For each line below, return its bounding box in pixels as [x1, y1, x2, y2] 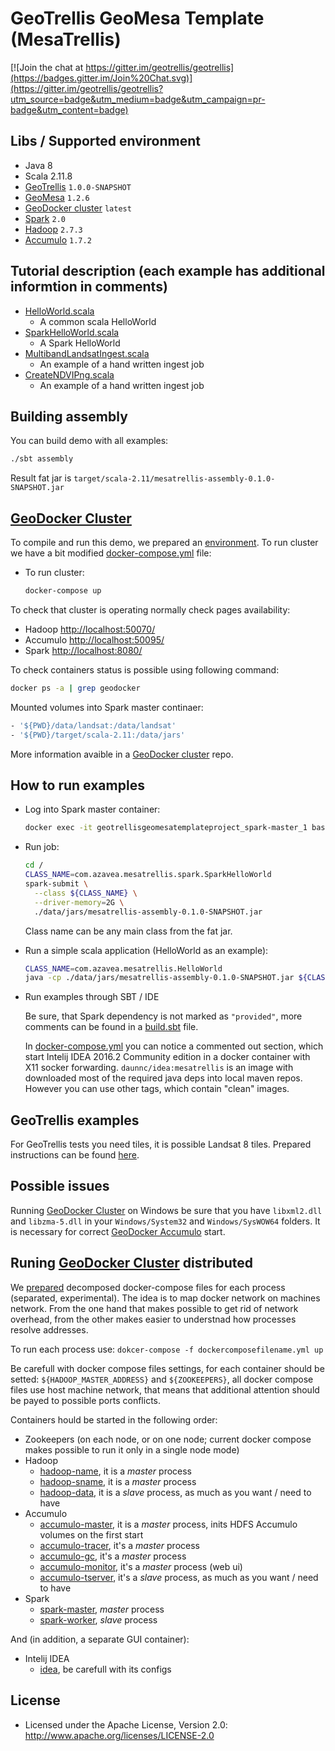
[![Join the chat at [10, 61, 84, 73]
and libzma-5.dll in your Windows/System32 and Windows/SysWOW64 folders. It [10, 1215, 321, 1227]
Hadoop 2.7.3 [24, 223, 83, 235]
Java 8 [24, 159, 53, 171]
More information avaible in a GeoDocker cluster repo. [10, 748, 234, 760]
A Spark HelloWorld [39, 337, 121, 349]
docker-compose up [24, 586, 102, 596]
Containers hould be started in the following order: [10, 1413, 218, 1426]
